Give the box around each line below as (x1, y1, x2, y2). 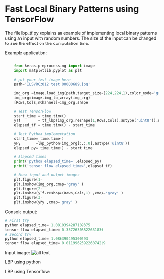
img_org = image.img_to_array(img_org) (14, 95, 91, 101)
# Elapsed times (14, 154, 47, 159)
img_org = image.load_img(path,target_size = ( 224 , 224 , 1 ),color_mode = (14, 91, 154, 96)
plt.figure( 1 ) (14, 177, 42, 182)
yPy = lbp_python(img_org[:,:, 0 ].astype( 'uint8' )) (14, 141, 130, 146)
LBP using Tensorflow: (5, 269, 50, 275)
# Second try (5, 232, 32, 236)
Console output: (5, 209, 38, 215)
